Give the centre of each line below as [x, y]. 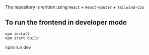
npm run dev [18, 47]
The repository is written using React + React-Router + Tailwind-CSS [74, 7]
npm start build [22, 38]
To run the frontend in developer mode [66, 22]
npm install [17, 34]
